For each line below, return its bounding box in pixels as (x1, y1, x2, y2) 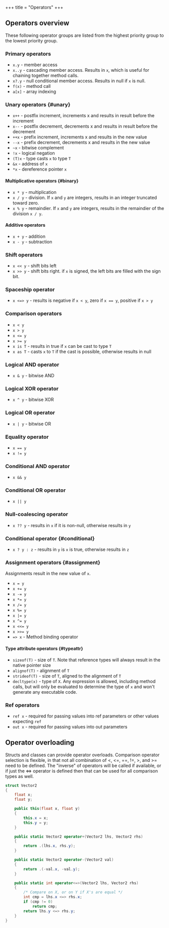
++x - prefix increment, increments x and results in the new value (12, 134, 147, 140)
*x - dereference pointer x (12, 166, 67, 172)
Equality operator (5, 433, 49, 440)
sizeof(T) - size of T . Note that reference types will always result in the (12, 656, 160, 663)
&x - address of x (12, 161, 48, 167)
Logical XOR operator (5, 385, 59, 392)
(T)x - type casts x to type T (12, 156, 71, 162)
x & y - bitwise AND (12, 373, 54, 378)
